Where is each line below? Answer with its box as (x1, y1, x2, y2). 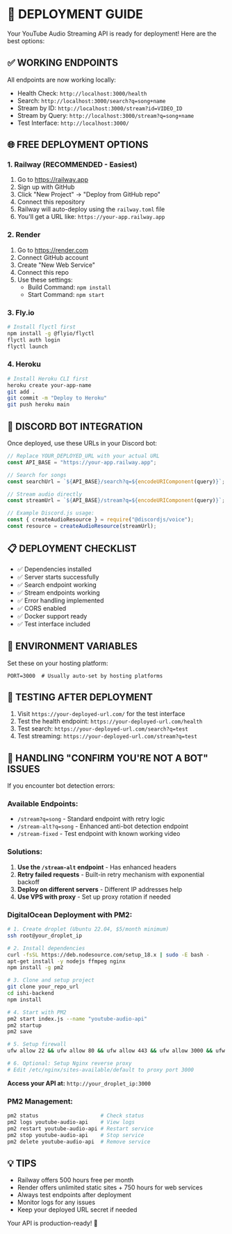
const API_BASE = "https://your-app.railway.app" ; (7, 459, 157, 466)
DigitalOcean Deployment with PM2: (7, 910, 133, 920)
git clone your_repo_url (7, 983, 79, 991)
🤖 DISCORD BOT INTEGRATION (7, 420, 143, 432)
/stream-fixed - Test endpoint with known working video (17, 830, 181, 838)
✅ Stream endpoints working (17, 588, 100, 597)
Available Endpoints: (7, 799, 78, 809)
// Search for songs (7, 471, 67, 478)
